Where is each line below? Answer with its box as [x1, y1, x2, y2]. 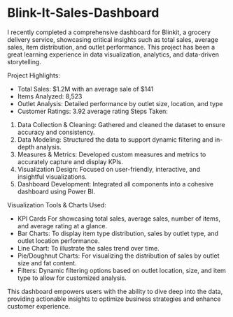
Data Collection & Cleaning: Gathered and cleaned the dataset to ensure [17, 120, 225, 128]
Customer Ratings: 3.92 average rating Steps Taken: [17, 107, 168, 115]
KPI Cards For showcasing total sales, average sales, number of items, [17, 214, 220, 223]
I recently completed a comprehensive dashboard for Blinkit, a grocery [7, 28, 211, 36]
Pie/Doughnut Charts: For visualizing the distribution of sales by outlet [17, 251, 220, 260]
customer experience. [7, 302, 71, 310]
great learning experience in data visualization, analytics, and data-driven [7, 50, 219, 59]
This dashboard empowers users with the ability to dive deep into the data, [7, 287, 223, 295]
